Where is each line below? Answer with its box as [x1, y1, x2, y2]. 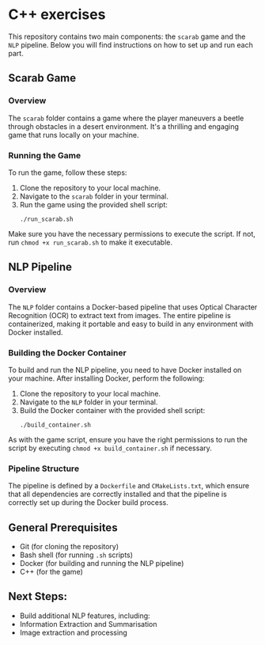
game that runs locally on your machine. [8, 130, 139, 139]
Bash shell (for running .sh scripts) [19, 550, 133, 560]
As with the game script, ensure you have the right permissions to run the [8, 434, 248, 444]
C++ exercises [8, 6, 106, 24]
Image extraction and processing [19, 628, 128, 637]
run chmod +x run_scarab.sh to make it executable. [8, 237, 172, 247]
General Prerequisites [8, 521, 118, 534]
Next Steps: [8, 590, 67, 603]
